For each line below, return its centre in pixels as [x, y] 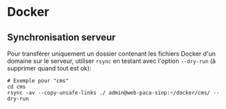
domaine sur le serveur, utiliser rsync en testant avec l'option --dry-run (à [112, 61]
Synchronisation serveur [61, 37]
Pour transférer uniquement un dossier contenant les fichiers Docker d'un [112, 53]
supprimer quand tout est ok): [49, 68]
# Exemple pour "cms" [38, 81]
